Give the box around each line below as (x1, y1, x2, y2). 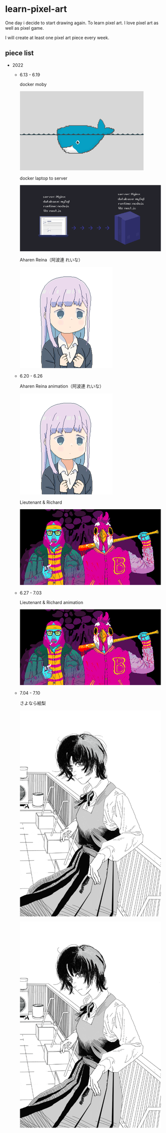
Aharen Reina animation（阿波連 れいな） (19, 383, 104, 389)
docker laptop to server (19, 175, 68, 181)
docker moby (19, 81, 47, 87)
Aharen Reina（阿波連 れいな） (19, 257, 83, 262)
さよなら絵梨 (19, 700, 46, 706)
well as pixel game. (5, 25, 44, 31)
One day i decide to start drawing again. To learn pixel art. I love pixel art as (5, 20, 159, 26)
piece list (5, 49, 34, 57)
